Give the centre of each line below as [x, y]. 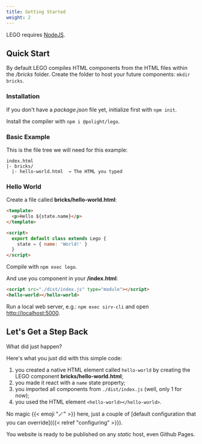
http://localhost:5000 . [33, 313]
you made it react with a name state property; [70, 383]
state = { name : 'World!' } [52, 244]
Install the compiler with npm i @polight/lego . [63, 121]
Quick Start [28, 53]
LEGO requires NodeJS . [36, 34]
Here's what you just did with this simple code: [64, 358]
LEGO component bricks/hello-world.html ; [69, 376]
